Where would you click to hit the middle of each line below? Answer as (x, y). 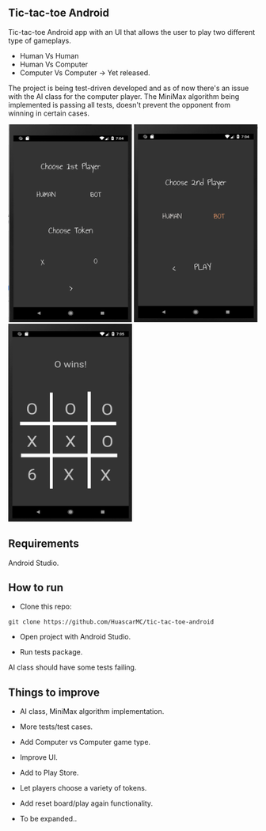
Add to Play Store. (49, 773)
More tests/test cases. (56, 727)
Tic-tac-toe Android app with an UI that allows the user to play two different (132, 32)
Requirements (44, 544)
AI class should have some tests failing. (72, 667)
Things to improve (54, 692)
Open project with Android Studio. (75, 637)
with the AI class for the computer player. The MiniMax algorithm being (124, 96)
